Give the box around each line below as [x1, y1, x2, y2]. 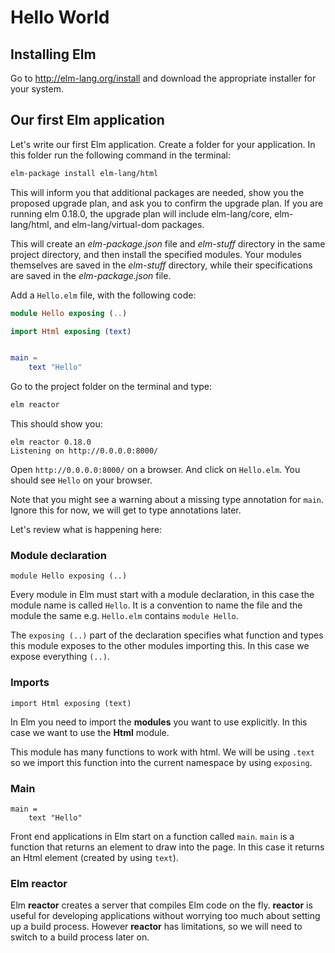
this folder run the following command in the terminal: [10, 149, 231, 161]
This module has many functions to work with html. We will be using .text [10, 746, 315, 758]
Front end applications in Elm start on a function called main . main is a [10, 830, 295, 842]
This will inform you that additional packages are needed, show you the [10, 186, 305, 198]
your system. [10, 83, 65, 95]
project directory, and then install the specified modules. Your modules [10, 248, 302, 260]
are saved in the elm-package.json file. [10, 269, 172, 281]
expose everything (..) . [10, 651, 110, 663]
